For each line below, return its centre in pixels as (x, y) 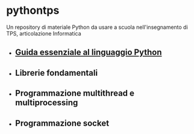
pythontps (33, 11)
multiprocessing (46, 103)
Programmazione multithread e (74, 93)
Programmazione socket (62, 123)
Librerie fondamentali (56, 73)
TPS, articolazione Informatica (44, 33)
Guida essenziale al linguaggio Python (88, 53)
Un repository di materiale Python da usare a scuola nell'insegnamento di (97, 27)
